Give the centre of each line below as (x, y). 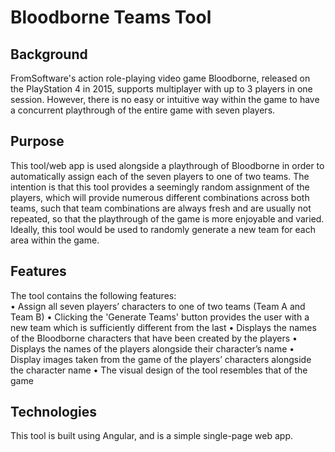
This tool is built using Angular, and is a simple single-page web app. (151, 436)
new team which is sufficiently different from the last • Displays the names (163, 327)
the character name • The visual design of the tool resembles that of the (159, 370)
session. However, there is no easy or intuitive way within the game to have (165, 99)
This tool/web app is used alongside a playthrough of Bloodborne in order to (167, 165)
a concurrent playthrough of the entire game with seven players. (143, 110)
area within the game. (55, 240)
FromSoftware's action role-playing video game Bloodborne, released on (160, 78)
